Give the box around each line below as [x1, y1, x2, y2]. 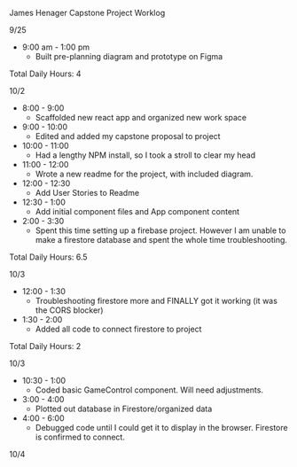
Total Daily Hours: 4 [9, 68, 82, 79]
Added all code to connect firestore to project [35, 323, 202, 334]
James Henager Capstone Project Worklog [9, 8, 166, 18]
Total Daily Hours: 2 [9, 341, 82, 351]
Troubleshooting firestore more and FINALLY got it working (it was [35, 296, 277, 306]
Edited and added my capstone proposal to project [35, 131, 221, 141]
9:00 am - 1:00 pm [21, 42, 90, 52]
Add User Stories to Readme [35, 188, 140, 198]
